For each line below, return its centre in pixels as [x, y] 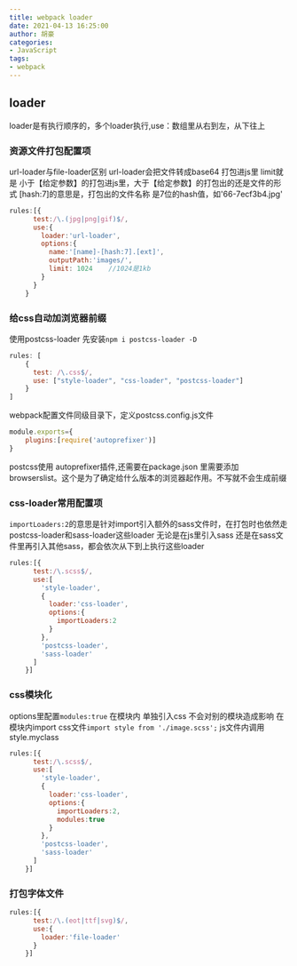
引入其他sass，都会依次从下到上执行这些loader [118, 547]
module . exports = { [41, 432]
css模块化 [31, 695]
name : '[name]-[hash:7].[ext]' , [106, 252]
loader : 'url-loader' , [81, 236]
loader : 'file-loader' [81, 937]
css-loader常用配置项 [56, 503]
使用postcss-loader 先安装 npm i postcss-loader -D [103, 339]
